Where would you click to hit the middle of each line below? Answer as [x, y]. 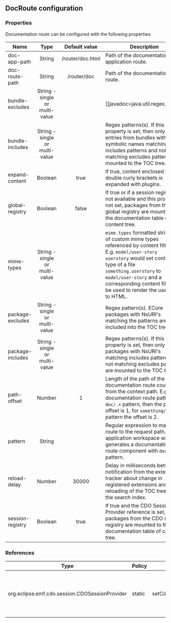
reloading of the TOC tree [136, 491]
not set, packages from [133, 205]
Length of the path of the [135, 379]
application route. [126, 62]
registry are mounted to [133, 525]
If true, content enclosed [135, 171]
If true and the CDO [128, 506]
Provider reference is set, [135, 512]
